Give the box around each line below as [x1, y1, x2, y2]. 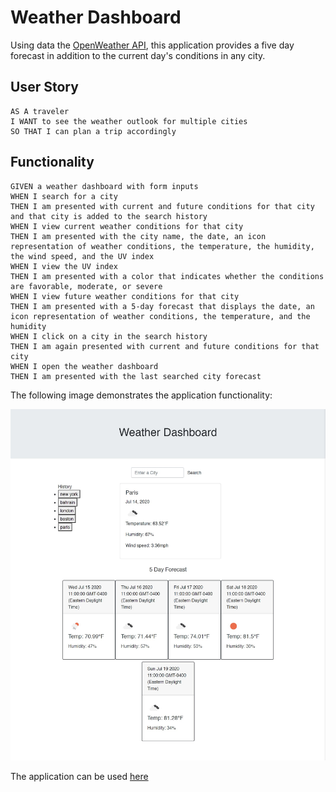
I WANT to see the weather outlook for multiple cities [10, 116, 248, 126]
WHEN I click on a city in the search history [10, 331, 208, 341]
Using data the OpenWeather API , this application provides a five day [10, 39, 295, 51]
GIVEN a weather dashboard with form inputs [10, 181, 199, 191]
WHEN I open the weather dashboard [10, 361, 159, 371]
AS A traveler [10, 106, 70, 116]
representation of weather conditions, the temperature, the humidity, [10, 241, 315, 251]
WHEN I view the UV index [10, 261, 118, 271]
